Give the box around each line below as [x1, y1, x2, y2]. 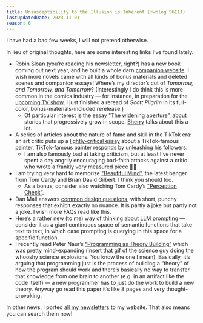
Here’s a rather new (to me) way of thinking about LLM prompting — [15, 215, 185, 222]
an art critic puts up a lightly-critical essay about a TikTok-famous [15, 138, 179, 145]
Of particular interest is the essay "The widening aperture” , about [24, 112, 187, 119]
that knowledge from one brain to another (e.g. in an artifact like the [15, 273, 185, 280]
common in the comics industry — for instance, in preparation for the [15, 92, 188, 100]
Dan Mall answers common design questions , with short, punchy [15, 195, 177, 203]
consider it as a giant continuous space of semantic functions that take [15, 221, 193, 228]
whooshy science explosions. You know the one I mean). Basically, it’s [15, 253, 191, 261]
